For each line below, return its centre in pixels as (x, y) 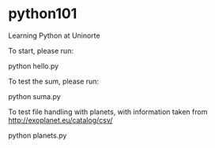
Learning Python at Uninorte (54, 35)
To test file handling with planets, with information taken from (108, 112)
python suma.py (34, 96)
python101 (43, 14)
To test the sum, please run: (54, 81)
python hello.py (34, 66)
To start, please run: (41, 50)
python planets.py (38, 135)
